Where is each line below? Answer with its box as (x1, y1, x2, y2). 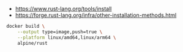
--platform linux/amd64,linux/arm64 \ (17, 34, 116, 41)
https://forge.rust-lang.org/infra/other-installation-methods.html (15, 11, 177, 19)
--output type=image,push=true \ (17, 28, 103, 35)
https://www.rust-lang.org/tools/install (15, 5, 112, 12)
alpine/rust (17, 40, 48, 46)
